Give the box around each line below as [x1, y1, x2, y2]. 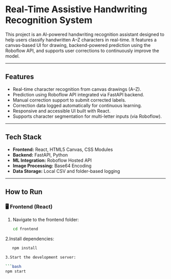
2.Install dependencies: [5, 236, 54, 242]
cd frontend [12, 226, 38, 232]
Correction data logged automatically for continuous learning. [12, 102, 142, 108]
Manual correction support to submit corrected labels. [12, 97, 126, 103]
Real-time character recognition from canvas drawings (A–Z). [12, 86, 141, 92]
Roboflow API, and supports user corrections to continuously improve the [5, 47, 159, 54]
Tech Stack [5, 133, 42, 141]
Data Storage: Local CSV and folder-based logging [12, 168, 121, 174]
